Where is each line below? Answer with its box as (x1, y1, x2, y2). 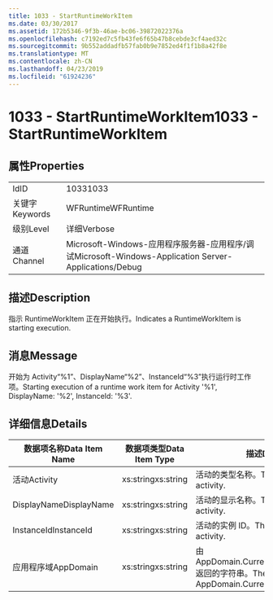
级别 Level (12, 223, 50, 234)
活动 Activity (12, 474, 58, 485)
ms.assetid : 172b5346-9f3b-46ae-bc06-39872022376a (8, 27, 184, 35)
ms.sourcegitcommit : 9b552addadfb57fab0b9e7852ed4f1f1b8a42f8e (8, 42, 227, 50)
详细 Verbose (66, 223, 115, 234)
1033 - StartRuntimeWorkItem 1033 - (8, 107, 258, 126)
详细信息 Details (8, 417, 88, 431)
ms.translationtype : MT (8, 50, 89, 58)
